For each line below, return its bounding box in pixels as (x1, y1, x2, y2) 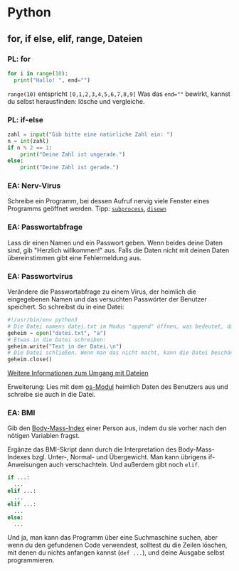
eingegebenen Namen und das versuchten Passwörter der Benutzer (7, 295, 208, 304)
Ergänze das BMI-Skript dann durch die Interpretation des (7, 445, 177, 454)
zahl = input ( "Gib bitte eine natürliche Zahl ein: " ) (7, 131, 174, 138)
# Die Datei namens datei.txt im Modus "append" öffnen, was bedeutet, (7, 323, 224, 330)
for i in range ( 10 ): (7, 70, 69, 77)
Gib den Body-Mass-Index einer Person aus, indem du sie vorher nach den (7, 424, 227, 432)
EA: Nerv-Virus (7, 181, 61, 191)
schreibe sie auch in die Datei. (7, 390, 96, 399)
